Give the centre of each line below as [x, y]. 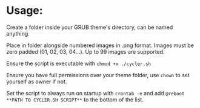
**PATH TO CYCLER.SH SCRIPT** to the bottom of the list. [75, 100]
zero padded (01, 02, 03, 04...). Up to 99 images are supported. [85, 51]
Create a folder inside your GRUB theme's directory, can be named [90, 27]
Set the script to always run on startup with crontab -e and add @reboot [95, 93]
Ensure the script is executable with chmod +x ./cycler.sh [79, 63]
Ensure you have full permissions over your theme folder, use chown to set [98, 75]
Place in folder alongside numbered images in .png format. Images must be [100, 45]
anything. [18, 33]
